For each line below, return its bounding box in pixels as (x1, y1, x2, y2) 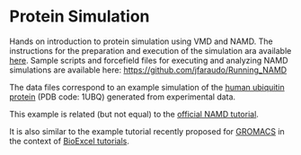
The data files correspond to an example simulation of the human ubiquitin (9, 82, 285, 92)
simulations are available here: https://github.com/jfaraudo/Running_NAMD (9, 65, 288, 75)
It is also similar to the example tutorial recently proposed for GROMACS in (9, 125, 285, 136)
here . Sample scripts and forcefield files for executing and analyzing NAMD (9, 55, 288, 65)
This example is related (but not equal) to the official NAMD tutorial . (9, 108, 259, 119)
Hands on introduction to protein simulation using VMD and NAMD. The (9, 36, 273, 47)
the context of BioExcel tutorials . (9, 135, 130, 146)
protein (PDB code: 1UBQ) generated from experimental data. (9, 91, 236, 102)
